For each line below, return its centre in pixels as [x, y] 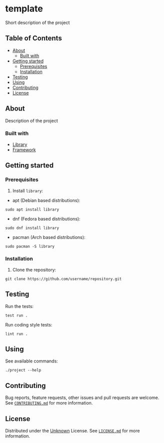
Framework [24, 149]
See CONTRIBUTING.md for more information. [49, 403]
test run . [16, 315]
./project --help [23, 370]
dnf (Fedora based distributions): [46, 218]
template [24, 9]
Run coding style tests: [29, 324]
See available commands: [32, 361]
